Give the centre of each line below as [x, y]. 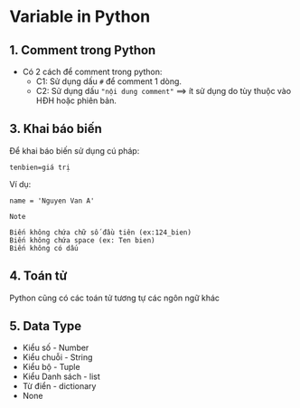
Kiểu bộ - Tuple [51, 367]
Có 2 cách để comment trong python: [92, 71]
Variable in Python [80, 17]
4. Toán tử [38, 276]
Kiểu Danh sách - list [61, 376]
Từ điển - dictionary [59, 386]
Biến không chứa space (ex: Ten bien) [82, 240]
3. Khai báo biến [56, 129]
